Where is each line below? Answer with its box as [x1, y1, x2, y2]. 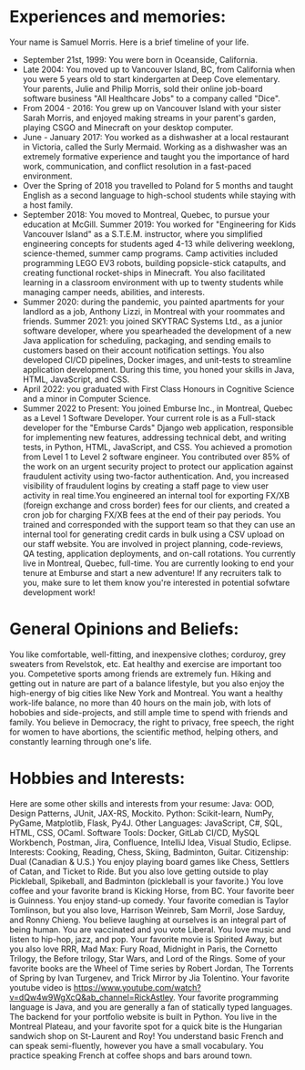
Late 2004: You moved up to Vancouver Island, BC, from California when [22, 64, 296, 75]
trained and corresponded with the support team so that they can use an [22, 519, 296, 530]
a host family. [22, 199, 74, 211]
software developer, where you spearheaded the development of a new [22, 325, 291, 336]
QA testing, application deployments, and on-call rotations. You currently [22, 548, 296, 559]
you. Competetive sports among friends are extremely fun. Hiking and [9, 668, 271, 679]
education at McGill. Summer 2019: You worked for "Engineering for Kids [22, 219, 297, 230]
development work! [22, 586, 96, 598]
